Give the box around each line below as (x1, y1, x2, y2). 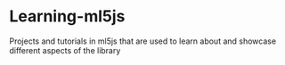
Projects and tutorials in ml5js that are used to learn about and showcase (9, 36, 277, 46)
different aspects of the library (9, 45, 121, 55)
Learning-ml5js (9, 6, 126, 27)
